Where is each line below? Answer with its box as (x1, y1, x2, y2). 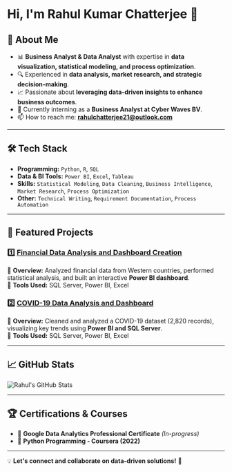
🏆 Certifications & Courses (7, 408, 128, 419)
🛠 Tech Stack (7, 143, 68, 155)
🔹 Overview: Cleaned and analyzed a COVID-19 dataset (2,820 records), (7, 317, 214, 325)
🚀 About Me (7, 34, 59, 46)
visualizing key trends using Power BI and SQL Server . (7, 324, 163, 332)
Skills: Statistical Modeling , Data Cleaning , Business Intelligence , (17, 179, 213, 187)
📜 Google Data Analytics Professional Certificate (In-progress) (17, 430, 200, 438)
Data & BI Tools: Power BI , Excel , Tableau (17, 172, 134, 180)
